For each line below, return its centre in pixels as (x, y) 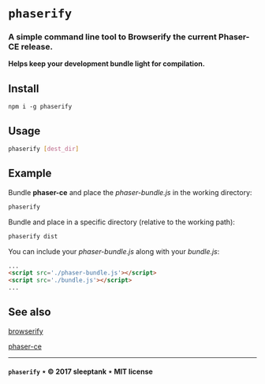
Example (30, 174)
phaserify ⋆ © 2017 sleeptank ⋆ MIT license (81, 371)
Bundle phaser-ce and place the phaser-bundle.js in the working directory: (130, 192)
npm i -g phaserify (40, 107)
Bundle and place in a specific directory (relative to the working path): (121, 222)
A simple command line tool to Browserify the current (112, 37)
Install (24, 89)
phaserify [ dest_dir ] (44, 149)
